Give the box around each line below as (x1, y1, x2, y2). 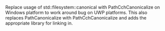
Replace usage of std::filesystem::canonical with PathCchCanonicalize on (5, 4, 160, 10)
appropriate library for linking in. (5, 20, 73, 26)
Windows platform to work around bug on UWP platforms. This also (5, 9, 148, 15)
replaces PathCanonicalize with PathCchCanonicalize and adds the (5, 15, 147, 20)
